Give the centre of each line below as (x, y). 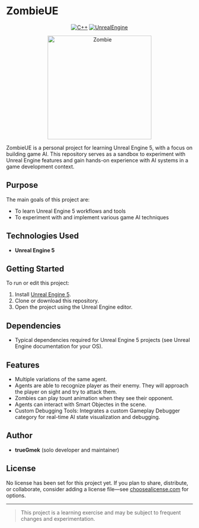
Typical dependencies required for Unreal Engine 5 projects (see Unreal (102, 340)
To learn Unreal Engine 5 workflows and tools (70, 211)
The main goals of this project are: (48, 199)
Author (19, 436)
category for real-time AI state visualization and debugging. (87, 417)
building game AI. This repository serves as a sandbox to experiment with (96, 154)
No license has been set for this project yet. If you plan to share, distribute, (97, 483)
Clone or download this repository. (57, 301)
